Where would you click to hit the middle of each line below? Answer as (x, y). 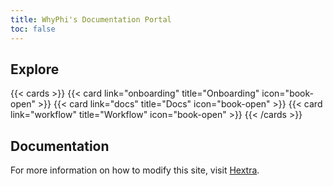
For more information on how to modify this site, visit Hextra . (135, 170)
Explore (35, 69)
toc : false (33, 29)
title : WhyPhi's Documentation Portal (91, 19)
